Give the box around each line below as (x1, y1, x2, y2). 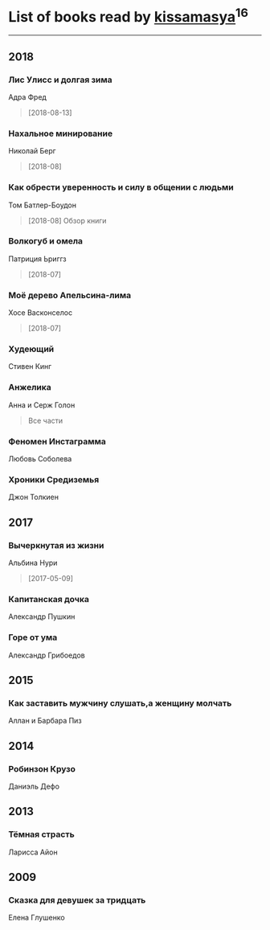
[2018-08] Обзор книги (27, 215, 107, 225)
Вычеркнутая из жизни (8, 539, 104, 551)
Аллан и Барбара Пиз (8, 716, 82, 726)
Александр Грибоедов (8, 650, 86, 660)
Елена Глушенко (8, 913, 66, 923)
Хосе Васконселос (8, 308, 73, 318)
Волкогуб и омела (8, 236, 83, 247)
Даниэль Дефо (8, 781, 60, 791)
